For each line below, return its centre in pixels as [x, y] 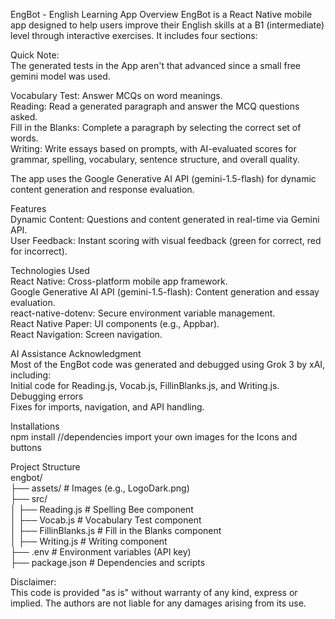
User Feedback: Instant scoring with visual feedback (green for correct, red [166, 240]
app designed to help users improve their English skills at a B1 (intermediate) [167, 25]
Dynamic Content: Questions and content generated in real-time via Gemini [165, 219]
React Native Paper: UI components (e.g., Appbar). [115, 323]
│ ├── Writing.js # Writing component [89, 541]
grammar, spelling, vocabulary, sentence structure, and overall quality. [155, 159]
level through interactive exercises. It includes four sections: [134, 35]
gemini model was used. [60, 76]
